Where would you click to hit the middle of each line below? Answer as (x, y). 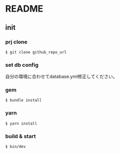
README (24, 9)
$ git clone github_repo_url (36, 52)
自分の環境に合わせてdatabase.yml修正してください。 (61, 77)
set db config (22, 65)
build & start (21, 136)
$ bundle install (24, 100)
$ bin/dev (16, 147)
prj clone (16, 42)
